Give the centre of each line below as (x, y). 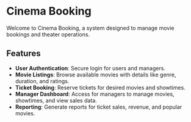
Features (23, 54)
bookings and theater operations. (48, 34)
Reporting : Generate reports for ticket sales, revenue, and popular (99, 107)
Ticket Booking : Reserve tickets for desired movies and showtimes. (100, 87)
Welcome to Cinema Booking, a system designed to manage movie (90, 28)
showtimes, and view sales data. (56, 100)
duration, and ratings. (42, 81)
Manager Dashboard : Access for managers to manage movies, (95, 94)
